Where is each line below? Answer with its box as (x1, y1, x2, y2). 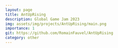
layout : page (5, 7, 33, 12)
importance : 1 (5, 26, 35, 31)
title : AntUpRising (5, 12, 46, 17)
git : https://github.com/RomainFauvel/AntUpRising (5, 30, 113, 35)
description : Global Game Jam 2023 (5, 16, 80, 21)
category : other (5, 35, 39, 40)
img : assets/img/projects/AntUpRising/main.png (5, 21, 107, 26)
